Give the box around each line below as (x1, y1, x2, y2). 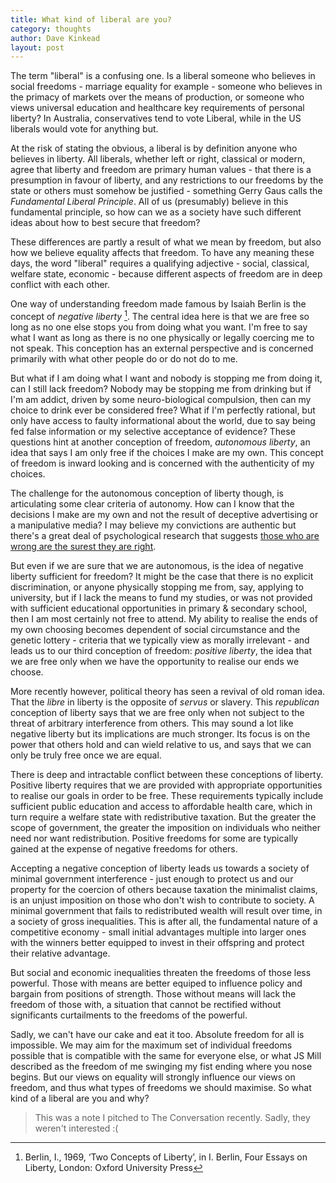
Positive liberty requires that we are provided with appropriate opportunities (10, 779, 323, 791)
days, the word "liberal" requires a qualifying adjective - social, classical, (10, 257, 310, 270)
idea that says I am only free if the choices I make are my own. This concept (10, 446, 324, 458)
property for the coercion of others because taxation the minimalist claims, (10, 883, 318, 895)
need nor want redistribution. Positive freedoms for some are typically (10, 832, 299, 844)
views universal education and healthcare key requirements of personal (10, 102, 305, 114)
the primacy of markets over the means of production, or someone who (10, 91, 305, 103)
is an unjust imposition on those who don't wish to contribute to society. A (10, 894, 315, 906)
